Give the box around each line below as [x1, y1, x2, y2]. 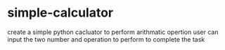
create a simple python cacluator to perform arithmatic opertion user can [7, 28, 219, 36]
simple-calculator [7, 5, 114, 21]
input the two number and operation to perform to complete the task [7, 35, 205, 43]
